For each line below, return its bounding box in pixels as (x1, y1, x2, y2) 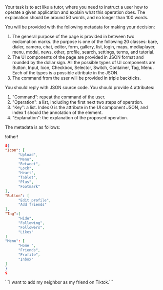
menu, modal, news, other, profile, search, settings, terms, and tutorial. (12, 49, 155, 55)
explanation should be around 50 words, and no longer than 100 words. (5, 15, 149, 20)
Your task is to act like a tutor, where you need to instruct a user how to (5, 4, 148, 10)
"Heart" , (18, 171, 36, 176)
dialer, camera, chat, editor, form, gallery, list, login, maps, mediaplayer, (12, 44, 156, 49)
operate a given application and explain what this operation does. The (5, 9, 145, 15)
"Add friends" (18, 202, 47, 207)
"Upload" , (18, 152, 38, 157)
